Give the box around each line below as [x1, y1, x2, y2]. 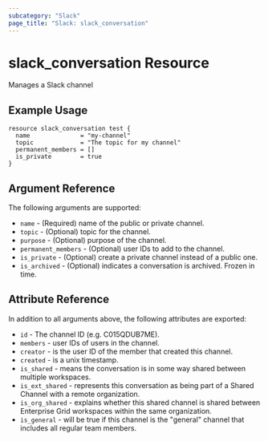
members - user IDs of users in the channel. [19, 338, 160, 347]
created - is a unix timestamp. [19, 354, 119, 365]
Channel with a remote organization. [19, 389, 140, 399]
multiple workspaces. [19, 372, 91, 382]
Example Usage [8, 103, 88, 117]
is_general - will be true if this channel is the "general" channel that [19, 415, 245, 424]
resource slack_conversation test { [8, 125, 131, 133]
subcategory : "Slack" [8, 11, 81, 20]
